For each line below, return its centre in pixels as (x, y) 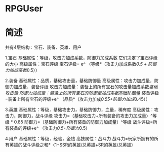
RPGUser (24, 9)
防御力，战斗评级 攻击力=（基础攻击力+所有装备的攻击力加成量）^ (85, 116)
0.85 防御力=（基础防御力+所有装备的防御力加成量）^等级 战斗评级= (83, 122)
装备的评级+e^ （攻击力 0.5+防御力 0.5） (50, 128)
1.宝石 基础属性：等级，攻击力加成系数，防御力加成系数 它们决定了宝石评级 (82, 58)
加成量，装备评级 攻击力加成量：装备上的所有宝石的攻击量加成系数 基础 (86, 87)
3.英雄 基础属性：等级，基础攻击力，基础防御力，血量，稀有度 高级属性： (80, 110)
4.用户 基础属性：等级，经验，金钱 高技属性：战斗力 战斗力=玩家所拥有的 (80, 139)
